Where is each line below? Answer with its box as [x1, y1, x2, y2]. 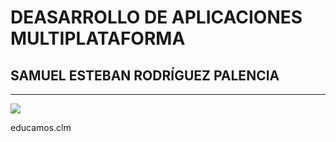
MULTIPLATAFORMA [10, 27, 186, 50]
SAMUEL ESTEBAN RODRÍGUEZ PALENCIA [10, 67, 280, 84]
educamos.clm [10, 122, 72, 133]
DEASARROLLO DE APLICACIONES [10, 6, 303, 29]
